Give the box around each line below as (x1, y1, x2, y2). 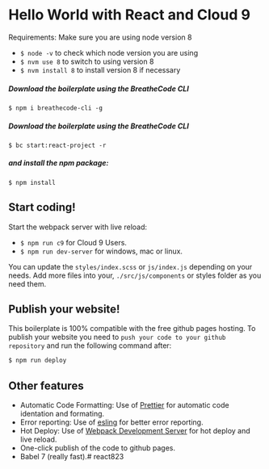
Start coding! (8, 200, 76, 215)
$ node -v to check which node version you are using (19, 48, 199, 57)
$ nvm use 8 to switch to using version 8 (19, 57, 154, 66)
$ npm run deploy (8, 357, 67, 365)
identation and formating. (19, 409, 105, 419)
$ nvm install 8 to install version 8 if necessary (19, 65, 181, 74)
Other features (8, 379, 84, 392)
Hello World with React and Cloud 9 (8, 6, 250, 24)
